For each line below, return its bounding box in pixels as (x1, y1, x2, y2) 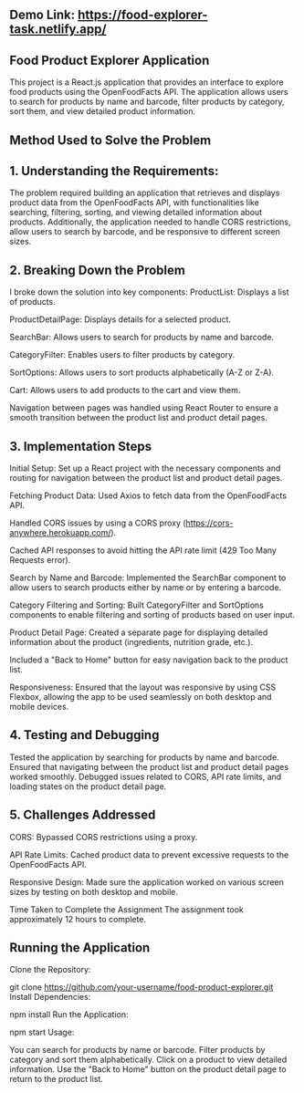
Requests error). (9, 555, 71, 566)
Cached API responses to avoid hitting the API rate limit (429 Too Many (9, 545, 277, 556)
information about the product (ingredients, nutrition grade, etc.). (9, 637, 254, 648)
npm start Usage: (9, 1026, 75, 1038)
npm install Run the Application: (9, 1009, 130, 1020)
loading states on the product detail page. (9, 780, 167, 792)
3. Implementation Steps (9, 438, 152, 454)
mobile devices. (9, 702, 69, 713)
